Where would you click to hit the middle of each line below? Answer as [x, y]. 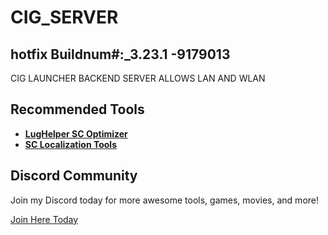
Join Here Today [44, 219]
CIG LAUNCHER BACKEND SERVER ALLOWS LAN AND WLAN [138, 78]
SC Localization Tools [70, 144]
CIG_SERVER [64, 17]
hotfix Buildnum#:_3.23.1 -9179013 [120, 54]
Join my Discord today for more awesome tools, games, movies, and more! [165, 200]
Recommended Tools [77, 109]
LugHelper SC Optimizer [76, 133]
